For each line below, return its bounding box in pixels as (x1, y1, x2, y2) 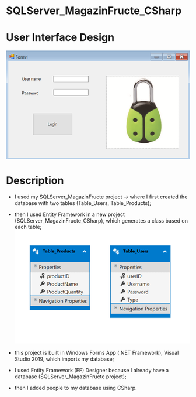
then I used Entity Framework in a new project (14, 211, 125, 218)
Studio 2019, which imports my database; (14, 355, 114, 362)
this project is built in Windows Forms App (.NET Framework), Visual (14, 349, 179, 356)
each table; (14, 224, 42, 231)
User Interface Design (6, 31, 115, 45)
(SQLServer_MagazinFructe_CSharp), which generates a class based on (14, 217, 188, 224)
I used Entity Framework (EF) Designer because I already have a (14, 367, 169, 374)
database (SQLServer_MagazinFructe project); (14, 373, 127, 380)
